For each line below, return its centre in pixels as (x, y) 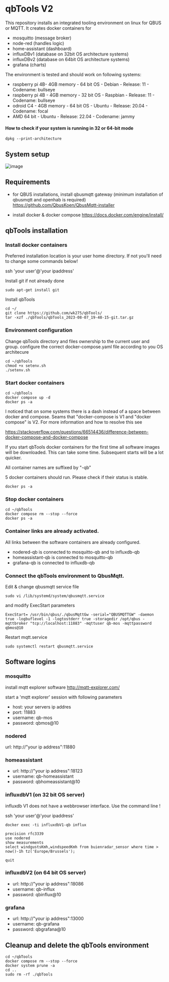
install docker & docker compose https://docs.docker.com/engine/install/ (88, 214)
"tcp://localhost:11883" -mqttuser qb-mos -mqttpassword (91, 623)
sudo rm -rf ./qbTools (29, 974)
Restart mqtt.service (26, 637)
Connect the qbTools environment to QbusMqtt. (65, 576)
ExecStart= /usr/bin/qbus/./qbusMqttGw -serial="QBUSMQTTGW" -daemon (80, 614)
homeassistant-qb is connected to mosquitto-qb (63, 557)
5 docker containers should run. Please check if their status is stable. (77, 477)
